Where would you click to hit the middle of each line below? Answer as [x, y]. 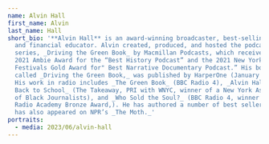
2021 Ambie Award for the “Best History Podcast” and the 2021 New [130, 61]
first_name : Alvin [38, 23]
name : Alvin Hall [37, 16]
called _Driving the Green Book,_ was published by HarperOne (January [137, 75]
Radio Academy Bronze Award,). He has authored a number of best [126, 105]
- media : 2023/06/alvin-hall [63, 127]
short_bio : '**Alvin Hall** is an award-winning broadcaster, [114, 38]
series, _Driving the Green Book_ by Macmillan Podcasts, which [124, 53]
